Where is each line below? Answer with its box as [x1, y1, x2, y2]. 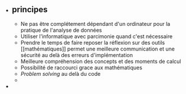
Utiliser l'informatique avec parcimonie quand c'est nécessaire [20, 32, 173, 40]
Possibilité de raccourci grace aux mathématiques [20, 64, 143, 71]
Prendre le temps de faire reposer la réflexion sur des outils [20, 39, 165, 46]
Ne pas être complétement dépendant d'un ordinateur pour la [20, 20, 171, 27]
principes [11, 5, 48, 15]
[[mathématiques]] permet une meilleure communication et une [20, 45, 175, 52]
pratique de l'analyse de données [20, 26, 102, 33]
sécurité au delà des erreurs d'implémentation [20, 51, 133, 58]
